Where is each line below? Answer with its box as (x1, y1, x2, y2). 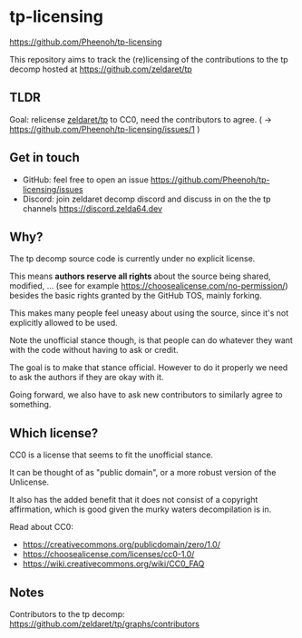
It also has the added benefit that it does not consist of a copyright (9, 495, 258, 505)
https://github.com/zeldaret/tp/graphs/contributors (9, 619, 200, 629)
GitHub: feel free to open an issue (22, 174, 150, 185)
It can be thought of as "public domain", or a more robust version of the (9, 467, 277, 478)
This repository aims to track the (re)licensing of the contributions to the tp (9, 54, 288, 64)
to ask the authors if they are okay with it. (9, 372, 164, 383)
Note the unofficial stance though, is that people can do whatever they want (9, 335, 293, 346)
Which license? (9, 425, 99, 441)
